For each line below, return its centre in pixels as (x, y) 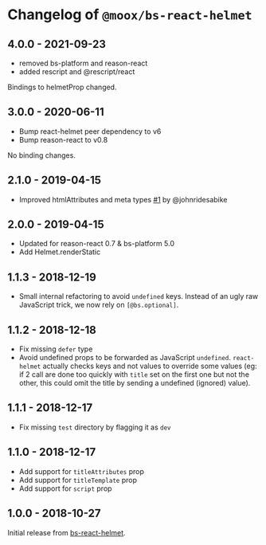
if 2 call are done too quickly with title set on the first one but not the (134, 374)
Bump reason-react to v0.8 (63, 139)
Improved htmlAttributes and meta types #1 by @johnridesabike (123, 199)
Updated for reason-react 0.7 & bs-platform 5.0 (97, 244)
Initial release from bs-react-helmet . (66, 532)
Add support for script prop (65, 488)
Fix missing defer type (56, 349)
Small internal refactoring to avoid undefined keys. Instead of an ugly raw (139, 296)
